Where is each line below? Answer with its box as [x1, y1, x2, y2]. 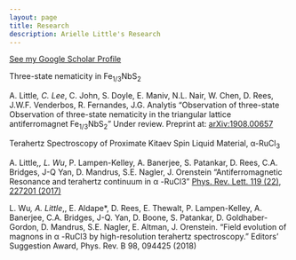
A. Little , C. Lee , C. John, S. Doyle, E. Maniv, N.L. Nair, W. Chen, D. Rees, [9, 91, 274, 101]
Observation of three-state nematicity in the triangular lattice [9, 109, 232, 120]
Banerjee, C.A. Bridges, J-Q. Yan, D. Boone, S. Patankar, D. [9, 212, 225, 223]
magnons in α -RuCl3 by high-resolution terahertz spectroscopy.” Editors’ [9, 231, 279, 241]
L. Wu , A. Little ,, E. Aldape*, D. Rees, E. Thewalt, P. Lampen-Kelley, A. [9, 202, 262, 213]
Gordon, [9, 221, 40, 232]
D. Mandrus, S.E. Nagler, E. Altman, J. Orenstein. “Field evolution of [41, 221, 287, 232]
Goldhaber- [225, 212, 268, 223]
